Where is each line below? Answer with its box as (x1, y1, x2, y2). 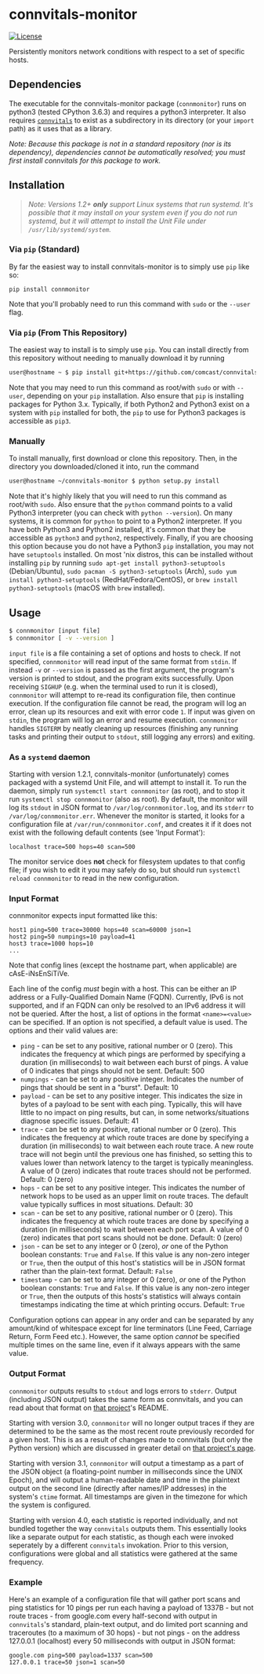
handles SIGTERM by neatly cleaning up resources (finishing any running (9, 723, 239, 732)
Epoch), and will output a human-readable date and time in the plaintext (9, 1475, 240, 1485)
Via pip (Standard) (9, 244, 81, 255)
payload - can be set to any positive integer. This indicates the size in (20, 1091, 244, 1101)
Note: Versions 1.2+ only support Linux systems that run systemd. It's (27, 199, 254, 209)
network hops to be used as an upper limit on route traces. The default (20, 1191, 249, 1201)
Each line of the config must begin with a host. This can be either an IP (9, 984, 237, 993)
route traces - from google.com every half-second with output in (9, 1611, 218, 1621)
